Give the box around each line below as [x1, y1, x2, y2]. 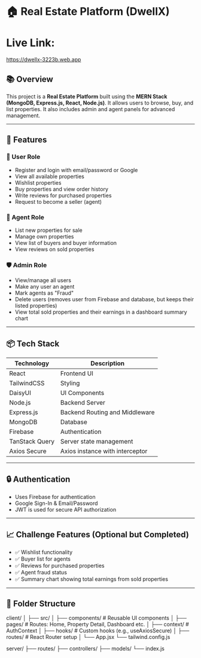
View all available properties [14, 173, 85, 180]
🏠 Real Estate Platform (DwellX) [6, 5, 170, 19]
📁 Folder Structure [6, 599, 76, 609]
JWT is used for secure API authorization [14, 506, 117, 513]
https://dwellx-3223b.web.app [6, 56, 81, 63]
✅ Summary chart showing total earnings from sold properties [14, 575, 169, 583]
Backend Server [60, 399, 106, 407]
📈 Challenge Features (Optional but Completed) [6, 530, 190, 540]
